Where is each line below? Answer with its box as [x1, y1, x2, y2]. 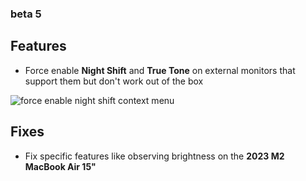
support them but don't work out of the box [24, 75, 204, 87]
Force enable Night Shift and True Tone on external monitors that [24, 64, 296, 76]
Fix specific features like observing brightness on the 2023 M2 [24, 150, 285, 162]
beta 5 [10, 7, 42, 21]
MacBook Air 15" [24, 160, 97, 172]
